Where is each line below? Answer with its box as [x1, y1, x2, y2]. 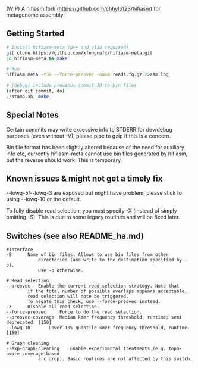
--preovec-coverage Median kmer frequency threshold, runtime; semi [6, 314, 183, 320]
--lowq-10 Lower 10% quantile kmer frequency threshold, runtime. [6, 325, 190, 331]
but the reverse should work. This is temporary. [6, 156, 122, 163]
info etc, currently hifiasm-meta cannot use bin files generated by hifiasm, [6, 150, 188, 157]
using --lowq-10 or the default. [6, 196, 81, 203]
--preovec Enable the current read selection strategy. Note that [6, 283, 180, 289]
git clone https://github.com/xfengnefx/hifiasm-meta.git [6, 50, 153, 56]
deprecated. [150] [6, 320, 52, 326]
